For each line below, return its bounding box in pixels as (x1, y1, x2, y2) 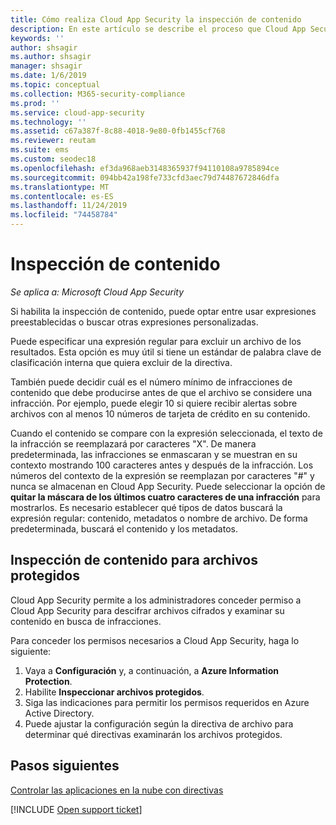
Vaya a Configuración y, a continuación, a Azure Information (24, 664, 279, 676)
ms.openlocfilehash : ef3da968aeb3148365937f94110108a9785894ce (10, 163, 280, 173)
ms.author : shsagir (10, 52, 92, 62)
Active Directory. (24, 707, 95, 719)
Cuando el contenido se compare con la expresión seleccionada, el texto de (10, 427, 323, 439)
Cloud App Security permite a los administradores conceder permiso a (10, 594, 302, 606)
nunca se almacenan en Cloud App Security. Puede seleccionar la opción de (10, 480, 326, 492)
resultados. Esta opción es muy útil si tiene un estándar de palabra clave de (10, 346, 322, 358)
